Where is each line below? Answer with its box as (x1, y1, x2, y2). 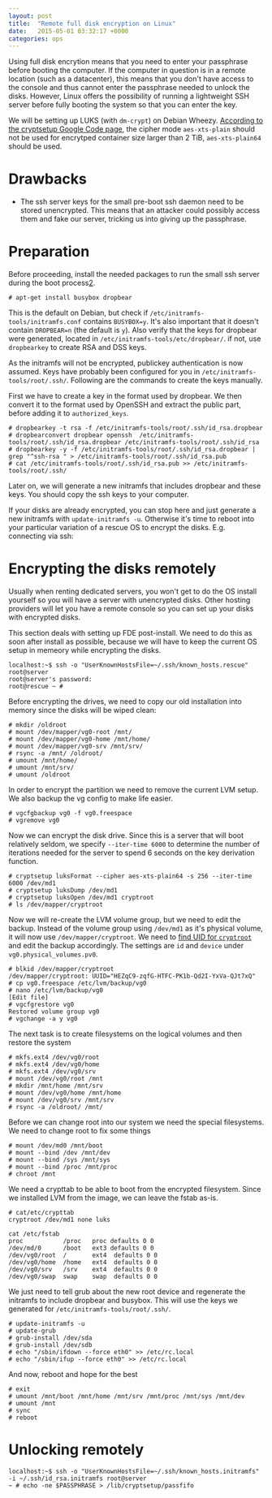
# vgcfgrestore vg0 (8, 1000, 75, 1009)
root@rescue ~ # (8, 683, 63, 691)
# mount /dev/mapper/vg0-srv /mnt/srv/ (8, 742, 144, 751)
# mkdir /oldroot (8, 721, 67, 729)
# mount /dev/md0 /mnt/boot (8, 1142, 104, 1150)
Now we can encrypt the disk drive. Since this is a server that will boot (8, 831, 244, 840)
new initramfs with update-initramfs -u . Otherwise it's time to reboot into (8, 514, 255, 524)
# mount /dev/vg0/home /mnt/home (8, 1089, 122, 1097)
